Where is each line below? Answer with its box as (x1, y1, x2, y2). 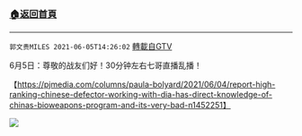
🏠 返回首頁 (9, 7, 58, 20)
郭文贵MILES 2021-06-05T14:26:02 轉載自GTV (9, 41, 173, 52)
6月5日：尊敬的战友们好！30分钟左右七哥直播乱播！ (9, 60, 202, 71)
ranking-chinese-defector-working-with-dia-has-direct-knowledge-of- (9, 89, 272, 100)
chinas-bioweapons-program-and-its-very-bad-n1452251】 (9, 100, 231, 111)
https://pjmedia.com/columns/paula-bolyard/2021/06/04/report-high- (17, 79, 276, 90)
